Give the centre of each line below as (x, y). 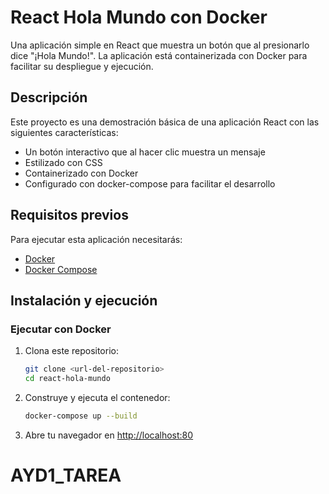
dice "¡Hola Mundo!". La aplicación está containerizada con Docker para (159, 55)
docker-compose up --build (81, 416)
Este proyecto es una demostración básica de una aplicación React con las (165, 122)
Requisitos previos (69, 215)
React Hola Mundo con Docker (139, 17)
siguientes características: (64, 132)
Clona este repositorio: (71, 351)
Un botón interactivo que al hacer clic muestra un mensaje (145, 152)
